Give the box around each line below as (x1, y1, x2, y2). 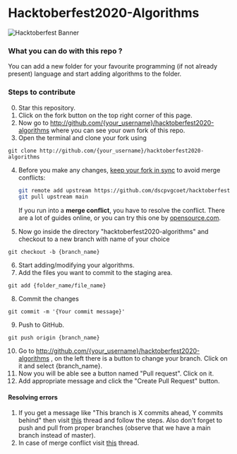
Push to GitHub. (18, 320, 65, 330)
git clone (8, 147, 37, 154)
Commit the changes (18, 295, 80, 303)
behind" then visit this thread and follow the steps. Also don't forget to (18, 416, 223, 425)
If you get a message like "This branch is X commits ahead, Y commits (18, 409, 224, 417)
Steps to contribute (8, 87, 76, 97)
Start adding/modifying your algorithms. (18, 261, 135, 269)
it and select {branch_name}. (18, 362, 103, 371)
